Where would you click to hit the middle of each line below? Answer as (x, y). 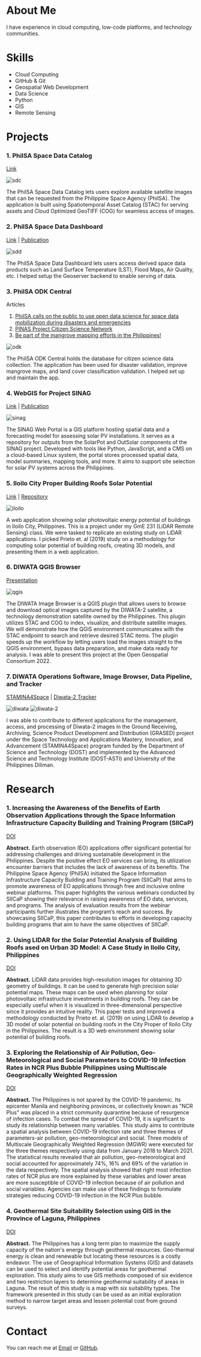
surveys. (17, 1307)
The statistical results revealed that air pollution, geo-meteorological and (96, 1157)
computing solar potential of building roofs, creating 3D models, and (91, 545)
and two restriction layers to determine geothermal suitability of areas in (95, 1281)
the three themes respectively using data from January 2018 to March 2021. (100, 1151)
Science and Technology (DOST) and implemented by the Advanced (91, 752)
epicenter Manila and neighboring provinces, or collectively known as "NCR (100, 1106)
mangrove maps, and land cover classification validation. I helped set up (95, 371)
